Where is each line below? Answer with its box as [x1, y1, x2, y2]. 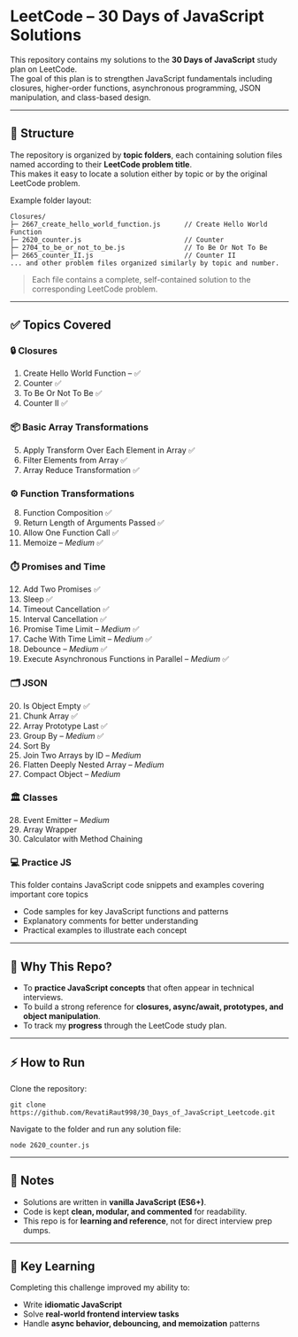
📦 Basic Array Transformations [10, 421, 149, 433]
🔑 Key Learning [10, 1259, 96, 1274]
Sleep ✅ [22, 594, 53, 604]
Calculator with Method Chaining [22, 833, 143, 843]
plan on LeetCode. [10, 64, 78, 74]
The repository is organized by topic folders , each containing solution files [10, 149, 283, 160]
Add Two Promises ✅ [22, 584, 101, 595]
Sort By [22, 740, 51, 750]
